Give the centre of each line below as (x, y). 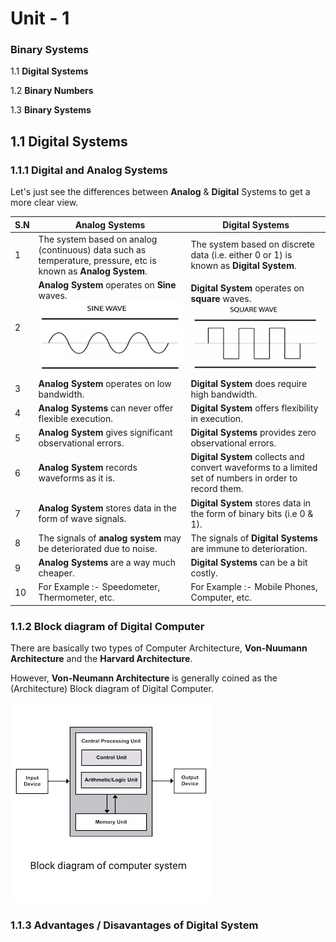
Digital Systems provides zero (253, 433)
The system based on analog (98, 239)
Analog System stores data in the (107, 508)
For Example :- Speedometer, (99, 587)
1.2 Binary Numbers (52, 91)
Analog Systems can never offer (106, 408)
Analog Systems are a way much (107, 563)
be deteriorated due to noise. (98, 548)
